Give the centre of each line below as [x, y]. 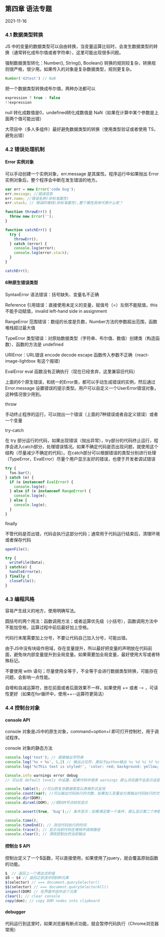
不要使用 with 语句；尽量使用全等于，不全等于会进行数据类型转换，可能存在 [82, 671]
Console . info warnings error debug [41, 775]
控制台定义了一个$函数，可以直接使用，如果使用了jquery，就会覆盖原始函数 [82, 858]
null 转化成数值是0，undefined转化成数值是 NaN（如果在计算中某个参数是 [80, 112]
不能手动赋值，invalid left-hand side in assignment [56, 311]
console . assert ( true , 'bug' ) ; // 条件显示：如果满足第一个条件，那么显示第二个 [79, 811]
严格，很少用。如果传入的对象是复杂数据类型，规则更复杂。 [74, 69]
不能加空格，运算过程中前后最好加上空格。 [48, 627]
